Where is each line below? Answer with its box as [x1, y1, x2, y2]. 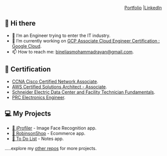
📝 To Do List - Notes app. [11, 135, 64, 142]
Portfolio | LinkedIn [124, 5, 162, 10]
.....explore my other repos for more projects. [4, 145, 97, 151]
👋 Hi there [4, 19, 36, 27]
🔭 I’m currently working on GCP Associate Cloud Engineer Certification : [11, 37, 160, 43]
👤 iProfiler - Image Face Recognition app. [11, 125, 97, 131]
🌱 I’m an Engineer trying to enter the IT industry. [11, 32, 111, 38]
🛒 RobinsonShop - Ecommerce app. [11, 130, 86, 136]
